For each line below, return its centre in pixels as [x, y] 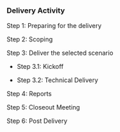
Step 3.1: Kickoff [40, 67]
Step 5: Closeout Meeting [43, 107]
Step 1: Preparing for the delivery [54, 26]
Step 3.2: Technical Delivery [58, 80]
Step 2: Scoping [30, 39]
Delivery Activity [36, 11]
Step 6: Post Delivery [37, 121]
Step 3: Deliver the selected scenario [60, 53]
